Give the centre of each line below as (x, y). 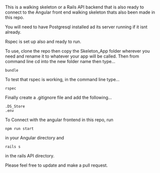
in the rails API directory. (30, 156)
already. (13, 32)
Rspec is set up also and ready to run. (43, 42)
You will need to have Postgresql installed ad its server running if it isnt (76, 27)
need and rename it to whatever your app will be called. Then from (72, 56)
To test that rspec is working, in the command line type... (62, 79)
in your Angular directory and (35, 138)
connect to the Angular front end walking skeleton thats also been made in (80, 12)
